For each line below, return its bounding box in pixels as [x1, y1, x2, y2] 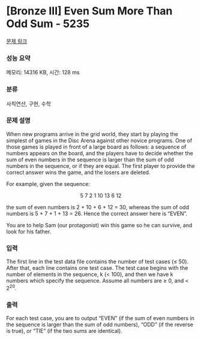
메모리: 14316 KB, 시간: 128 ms [6, 69, 80, 76]
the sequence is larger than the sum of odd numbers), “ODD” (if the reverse [6, 321, 194, 328]
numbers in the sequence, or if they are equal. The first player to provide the [6, 162, 195, 169]
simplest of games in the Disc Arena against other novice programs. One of [6, 137, 193, 144]
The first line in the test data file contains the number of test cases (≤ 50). [6, 258, 189, 265]
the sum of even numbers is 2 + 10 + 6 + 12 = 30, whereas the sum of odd [6, 203, 189, 210]
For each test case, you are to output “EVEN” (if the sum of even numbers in [6, 315, 195, 322]
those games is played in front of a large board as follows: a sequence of [6, 143, 187, 151]
